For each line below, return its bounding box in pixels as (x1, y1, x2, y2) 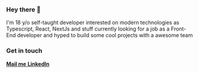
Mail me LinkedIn (6, 60, 50, 68)
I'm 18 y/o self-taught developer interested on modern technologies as (6, 19, 179, 26)
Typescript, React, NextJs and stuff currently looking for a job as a (6, 25, 170, 32)
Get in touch (6, 47, 43, 55)
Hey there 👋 (6, 5, 41, 14)
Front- (171, 25, 186, 32)
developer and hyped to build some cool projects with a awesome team (17, 32, 193, 39)
